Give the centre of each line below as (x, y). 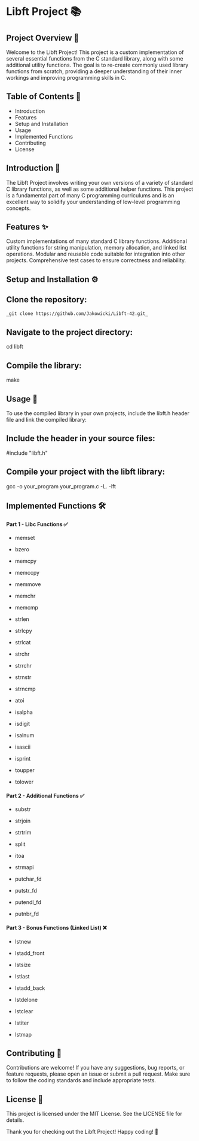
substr (23, 809)
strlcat (23, 642)
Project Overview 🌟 (43, 37)
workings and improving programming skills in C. (66, 78)
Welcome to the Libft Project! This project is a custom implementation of (95, 52)
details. (15, 1120)
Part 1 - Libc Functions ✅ (37, 524)
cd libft (15, 347)
